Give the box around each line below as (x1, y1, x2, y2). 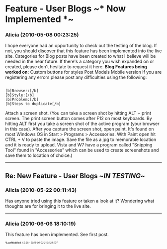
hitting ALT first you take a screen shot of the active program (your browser (5, 121, 160, 127)
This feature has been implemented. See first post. (5, 232, 109, 238)
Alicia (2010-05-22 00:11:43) (5, 186, 77, 193)
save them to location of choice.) (5, 152, 73, 158)
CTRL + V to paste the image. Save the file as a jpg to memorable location (5, 136, 157, 142)
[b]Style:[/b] (5, 93, 35, 98)
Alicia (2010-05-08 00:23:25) (5, 31, 79, 38)
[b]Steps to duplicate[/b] (5, 102, 61, 107)
